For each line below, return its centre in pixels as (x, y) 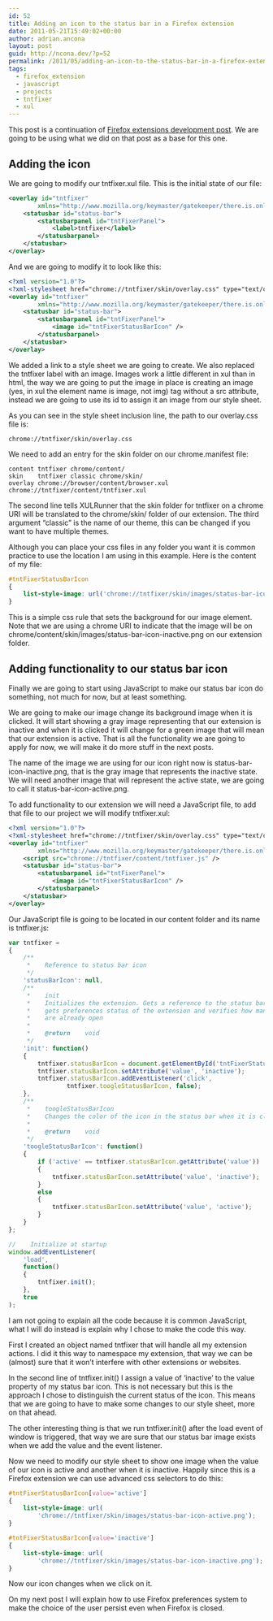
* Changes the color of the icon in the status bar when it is (141, 1116)
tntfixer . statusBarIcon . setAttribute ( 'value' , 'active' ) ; (152, 1207)
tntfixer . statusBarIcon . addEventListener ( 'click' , (125, 1079)
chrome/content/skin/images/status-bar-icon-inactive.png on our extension (135, 635)
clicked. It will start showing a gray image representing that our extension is (135, 721)
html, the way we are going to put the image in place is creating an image (131, 382)
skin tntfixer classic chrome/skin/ (76, 476)
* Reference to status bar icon (87, 965)
